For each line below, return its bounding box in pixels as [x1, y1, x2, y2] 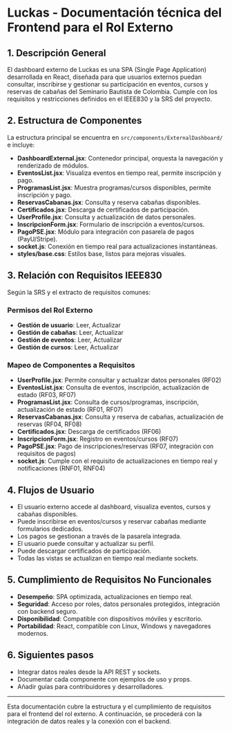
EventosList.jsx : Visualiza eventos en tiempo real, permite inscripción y [17, 168, 222, 177]
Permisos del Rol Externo [7, 305, 93, 315]
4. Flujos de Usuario [7, 484, 95, 496]
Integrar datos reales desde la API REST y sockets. [17, 668, 162, 676]
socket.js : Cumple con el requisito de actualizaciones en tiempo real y [17, 457, 218, 465]
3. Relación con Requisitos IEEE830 [7, 270, 162, 282]
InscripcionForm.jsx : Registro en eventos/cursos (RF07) [17, 434, 179, 443]
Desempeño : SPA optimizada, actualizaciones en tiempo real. [17, 592, 193, 601]
